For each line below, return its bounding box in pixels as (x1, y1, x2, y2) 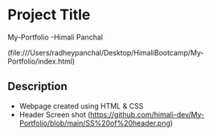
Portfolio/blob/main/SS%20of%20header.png (18, 118, 170, 128)
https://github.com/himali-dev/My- (90, 109, 205, 119)
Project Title (7, 6, 91, 24)
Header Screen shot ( (18, 109, 91, 119)
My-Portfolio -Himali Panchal (7, 32, 104, 42)
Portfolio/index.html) (7, 56, 76, 66)
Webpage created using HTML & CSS (18, 101, 144, 110)
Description (7, 80, 68, 93)
